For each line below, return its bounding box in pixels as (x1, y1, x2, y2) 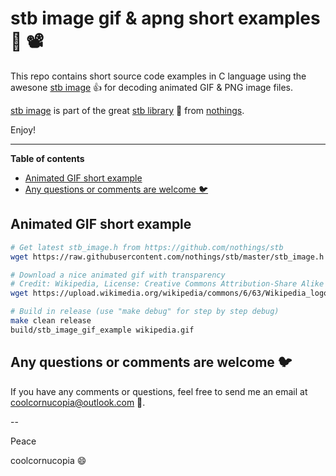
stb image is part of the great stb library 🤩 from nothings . (10, 104, 245, 116)
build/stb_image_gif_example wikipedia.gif (10, 325, 195, 335)
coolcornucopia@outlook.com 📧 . (10, 396, 146, 408)
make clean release (10, 316, 92, 326)
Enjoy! (10, 123, 37, 136)
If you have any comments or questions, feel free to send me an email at (10, 385, 308, 397)
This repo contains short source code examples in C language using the (10, 70, 307, 82)
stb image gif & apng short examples (10, 7, 321, 30)
